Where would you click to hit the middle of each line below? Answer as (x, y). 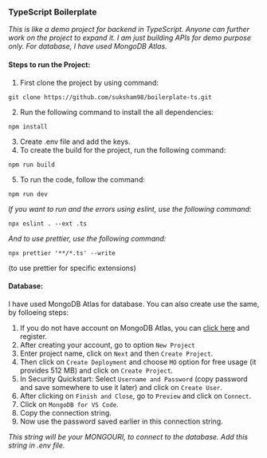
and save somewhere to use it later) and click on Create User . (121, 387)
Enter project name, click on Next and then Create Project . (116, 353)
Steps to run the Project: (49, 64)
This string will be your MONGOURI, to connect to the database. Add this (128, 436)
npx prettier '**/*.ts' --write (62, 253)
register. (33, 336)
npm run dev (28, 194)
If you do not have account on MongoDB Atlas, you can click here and (134, 328)
